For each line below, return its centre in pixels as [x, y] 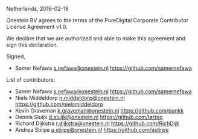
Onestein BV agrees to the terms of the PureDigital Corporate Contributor [97, 20]
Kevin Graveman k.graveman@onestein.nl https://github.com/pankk [99, 110]
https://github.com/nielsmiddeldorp [59, 104]
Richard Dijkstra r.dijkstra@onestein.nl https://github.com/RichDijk [97, 123]
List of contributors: [31, 80]
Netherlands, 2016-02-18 [38, 9]
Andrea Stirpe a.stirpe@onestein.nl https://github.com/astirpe [92, 130]
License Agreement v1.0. [37, 27]
